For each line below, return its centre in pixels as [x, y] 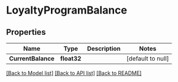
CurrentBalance [32, 58]
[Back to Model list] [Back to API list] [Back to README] [74, 73]
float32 [71, 58]
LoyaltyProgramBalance [67, 10]
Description [104, 49]
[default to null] [148, 58]
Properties [26, 32]
